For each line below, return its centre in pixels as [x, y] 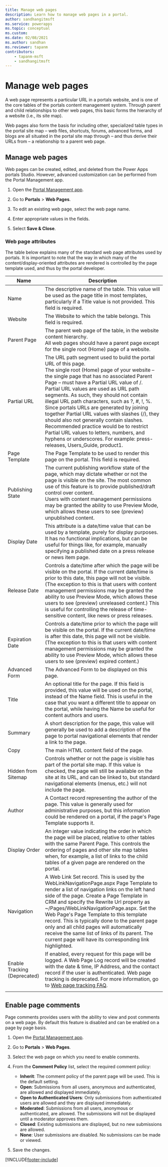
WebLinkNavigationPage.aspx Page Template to [101, 883]
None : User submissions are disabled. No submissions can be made [90, 1135]
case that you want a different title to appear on [100, 703]
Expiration [19, 640]
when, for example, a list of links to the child [96, 856]
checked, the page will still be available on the [99, 771]
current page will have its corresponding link [97, 939]
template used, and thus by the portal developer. [55, 268]
